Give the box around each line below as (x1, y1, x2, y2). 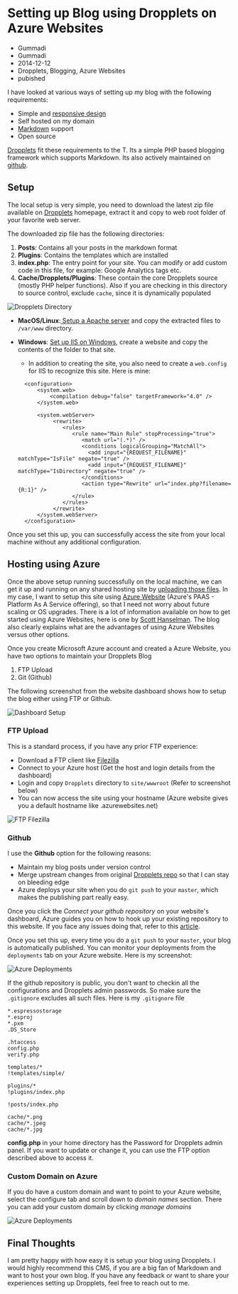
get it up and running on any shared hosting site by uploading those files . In (7, 584, 229, 593)
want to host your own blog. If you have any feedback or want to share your (7, 1271, 229, 1280)
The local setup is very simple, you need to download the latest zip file (7, 200, 214, 209)
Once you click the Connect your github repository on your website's (7, 907, 210, 916)
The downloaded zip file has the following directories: (7, 229, 165, 238)
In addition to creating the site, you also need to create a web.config (28, 358, 227, 368)
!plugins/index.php (7, 1089, 65, 1096)
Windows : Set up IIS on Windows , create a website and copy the (17, 337, 208, 346)
